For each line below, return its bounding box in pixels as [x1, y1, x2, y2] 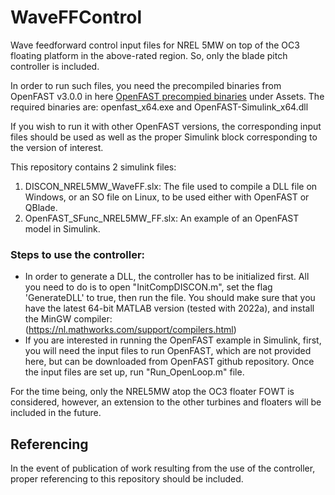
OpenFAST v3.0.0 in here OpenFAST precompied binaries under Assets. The [10, 90, 325, 102]
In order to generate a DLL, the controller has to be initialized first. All [24, 271, 310, 283]
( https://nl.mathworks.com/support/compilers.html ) [24, 324, 237, 336]
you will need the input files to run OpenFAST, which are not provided [24, 345, 312, 357]
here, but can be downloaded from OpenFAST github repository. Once [24, 356, 315, 368]
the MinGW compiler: [24, 313, 113, 325]
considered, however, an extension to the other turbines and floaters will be [10, 396, 322, 408]
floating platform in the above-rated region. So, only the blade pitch [10, 49, 288, 61]
